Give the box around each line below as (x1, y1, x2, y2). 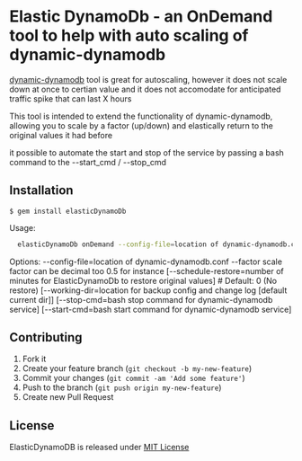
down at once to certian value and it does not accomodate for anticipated (9, 84, 281, 94)
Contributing (9, 330, 83, 345)
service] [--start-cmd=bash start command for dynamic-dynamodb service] (9, 304, 292, 315)
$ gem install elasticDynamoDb (9, 207, 127, 216)
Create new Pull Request (22, 392, 114, 403)
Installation (9, 182, 74, 199)
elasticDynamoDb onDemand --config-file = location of (17, 240, 219, 249)
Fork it (22, 353, 47, 365)
